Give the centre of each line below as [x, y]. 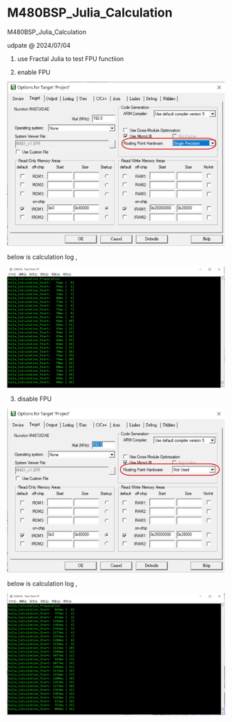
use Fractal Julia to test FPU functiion [70, 58]
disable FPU [34, 399]
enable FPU [33, 72]
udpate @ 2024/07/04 [39, 45]
